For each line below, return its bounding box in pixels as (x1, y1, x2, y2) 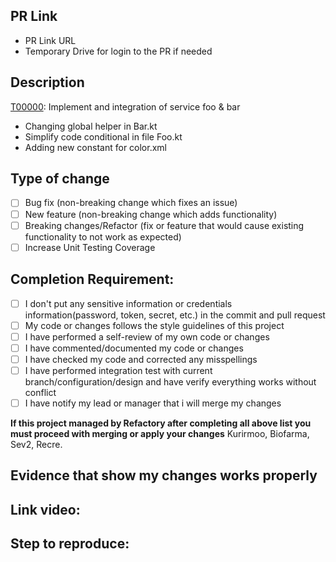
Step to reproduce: (10, 535, 130, 553)
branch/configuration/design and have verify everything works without (24, 375, 317, 388)
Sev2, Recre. (10, 438, 63, 450)
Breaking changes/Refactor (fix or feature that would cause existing (24, 219, 305, 231)
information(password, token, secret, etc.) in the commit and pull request (24, 309, 326, 321)
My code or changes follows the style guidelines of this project (24, 319, 285, 331)
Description (10, 74, 85, 91)
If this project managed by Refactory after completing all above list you (10, 417, 312, 429)
